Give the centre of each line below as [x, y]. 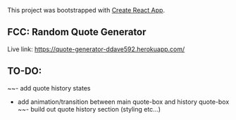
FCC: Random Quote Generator [77, 32]
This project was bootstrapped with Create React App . [86, 10]
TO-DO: [25, 71]
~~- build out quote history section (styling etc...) [89, 109]
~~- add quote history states [49, 88]
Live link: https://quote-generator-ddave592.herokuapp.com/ [96, 49]
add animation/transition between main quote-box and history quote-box [123, 102]
